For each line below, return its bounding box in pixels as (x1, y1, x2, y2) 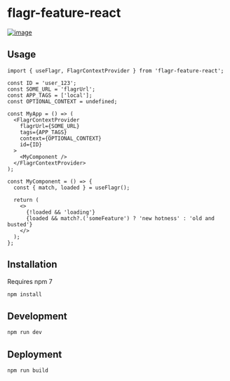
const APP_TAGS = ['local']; (7, 91, 93, 99)
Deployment (7, 348, 62, 360)
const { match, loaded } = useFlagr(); (13, 184, 130, 191)
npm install (7, 290, 42, 298)
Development (7, 310, 68, 322)
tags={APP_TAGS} (20, 129, 68, 136)
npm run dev (7, 329, 42, 336)
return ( (13, 196, 39, 203)
